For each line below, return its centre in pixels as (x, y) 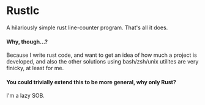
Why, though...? (27, 42)
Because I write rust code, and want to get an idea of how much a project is (102, 55)
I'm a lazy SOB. (25, 96)
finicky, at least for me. (35, 68)
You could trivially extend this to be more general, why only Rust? (91, 82)
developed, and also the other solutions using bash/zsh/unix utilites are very (102, 62)
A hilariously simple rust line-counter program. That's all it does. (87, 27)
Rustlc (23, 11)
